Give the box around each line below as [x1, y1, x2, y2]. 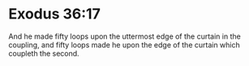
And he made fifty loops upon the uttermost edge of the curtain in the [8, 31, 241, 41]
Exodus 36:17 [8, 5, 101, 23]
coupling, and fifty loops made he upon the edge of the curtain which [8, 39, 241, 49]
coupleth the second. [8, 48, 79, 58]
